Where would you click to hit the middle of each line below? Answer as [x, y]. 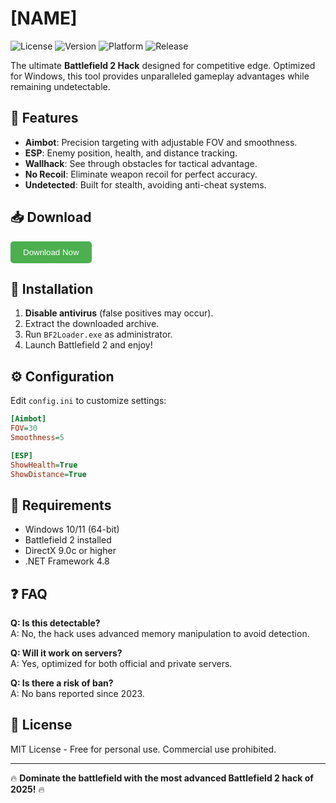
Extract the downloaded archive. [92, 324]
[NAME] [44, 18]
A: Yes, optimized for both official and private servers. [121, 664]
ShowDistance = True [48, 474]
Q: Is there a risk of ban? [62, 683]
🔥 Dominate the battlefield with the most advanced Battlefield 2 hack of [162, 778]
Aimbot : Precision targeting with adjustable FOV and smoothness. [161, 142]
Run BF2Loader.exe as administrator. [98, 334]
